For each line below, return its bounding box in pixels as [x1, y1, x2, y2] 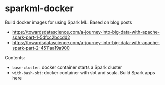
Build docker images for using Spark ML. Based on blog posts [5, 19, 132, 25]
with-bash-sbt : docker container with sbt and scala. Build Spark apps [12, 69, 155, 75]
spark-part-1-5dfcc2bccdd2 [12, 34, 71, 40]
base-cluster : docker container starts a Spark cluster [12, 64, 122, 70]
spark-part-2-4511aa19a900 [12, 45, 70, 51]
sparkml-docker [5, 3, 74, 14]
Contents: [5, 54, 25, 60]
